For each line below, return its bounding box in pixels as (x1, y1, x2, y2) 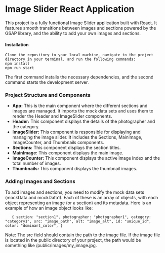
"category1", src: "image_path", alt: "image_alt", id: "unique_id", (5, 218, 152, 224)
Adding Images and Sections (5, 178, 76, 185)
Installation (5, 41, 29, 47)
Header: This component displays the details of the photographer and (12, 118, 155, 124)
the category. (12, 124, 40, 130)
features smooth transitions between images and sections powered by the (5, 25, 157, 31)
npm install (5, 61, 30, 66)
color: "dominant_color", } (5, 223, 63, 228)
